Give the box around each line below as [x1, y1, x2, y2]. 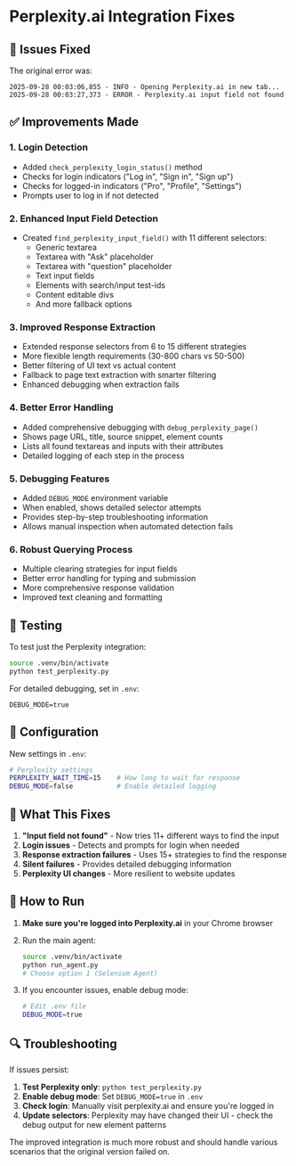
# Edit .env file [21, 1002, 87, 1011]
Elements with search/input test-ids [35, 279, 166, 291]
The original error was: [9, 65, 93, 76]
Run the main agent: [21, 934, 96, 946]
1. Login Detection [9, 141, 89, 153]
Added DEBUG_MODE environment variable [21, 492, 169, 503]
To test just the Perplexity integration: [9, 641, 147, 652]
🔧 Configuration [9, 725, 100, 740]
